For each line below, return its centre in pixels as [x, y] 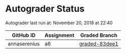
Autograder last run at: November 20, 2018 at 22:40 [59, 23]
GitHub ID [24, 35]
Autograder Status [45, 9]
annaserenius [24, 43]
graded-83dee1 [99, 43]
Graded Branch [99, 35]
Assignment [59, 35]
